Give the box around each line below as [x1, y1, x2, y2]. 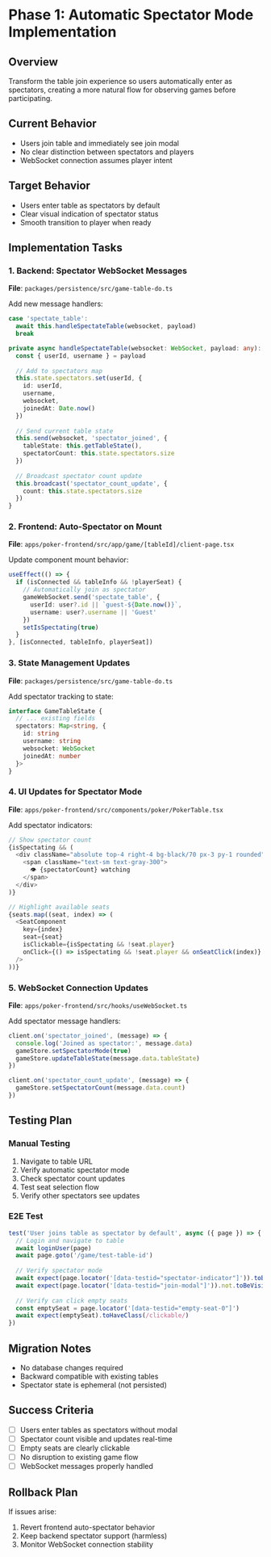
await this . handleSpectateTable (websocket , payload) [15, 322, 197, 330]
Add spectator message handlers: [8, 1016, 121, 1026]
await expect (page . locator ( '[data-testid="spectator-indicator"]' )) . [15, 1274, 254, 1282]
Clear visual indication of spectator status [19, 208, 159, 219]
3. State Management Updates [8, 657, 131, 669]
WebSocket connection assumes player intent [19, 155, 173, 165]
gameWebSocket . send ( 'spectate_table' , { [23, 594, 161, 602]
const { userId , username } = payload [15, 351, 147, 360]
